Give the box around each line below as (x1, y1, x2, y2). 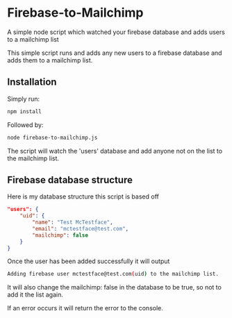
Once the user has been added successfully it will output (7, 257, 170, 265)
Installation (7, 76, 57, 88)
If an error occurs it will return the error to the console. (7, 304, 163, 312)
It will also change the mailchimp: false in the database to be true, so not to (7, 283, 222, 292)
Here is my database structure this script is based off (7, 192, 160, 201)
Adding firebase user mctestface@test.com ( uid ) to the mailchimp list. (7, 271, 219, 278)
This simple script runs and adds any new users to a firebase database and (7, 49, 222, 57)
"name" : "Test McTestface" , (32, 219, 113, 226)
